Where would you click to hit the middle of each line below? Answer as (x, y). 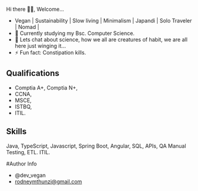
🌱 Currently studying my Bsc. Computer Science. (75, 33)
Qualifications (33, 73)
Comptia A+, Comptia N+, (46, 87)
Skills (16, 131)
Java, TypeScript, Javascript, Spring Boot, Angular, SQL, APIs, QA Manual (96, 146)
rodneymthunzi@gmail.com (48, 182)
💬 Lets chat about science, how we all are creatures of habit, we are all (101, 39)
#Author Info (22, 164)
